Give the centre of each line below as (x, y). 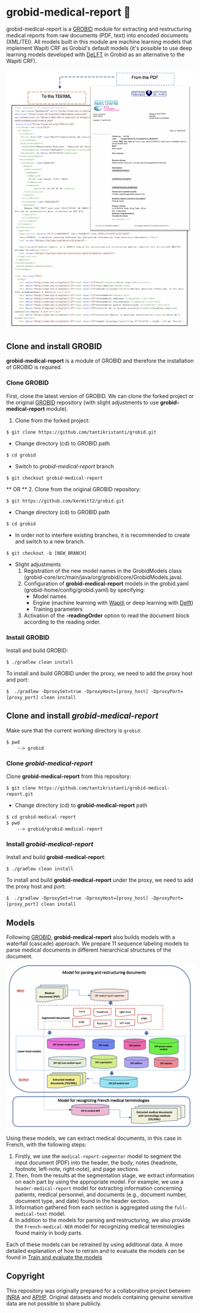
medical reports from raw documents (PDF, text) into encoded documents (97, 35)
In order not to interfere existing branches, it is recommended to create (102, 535)
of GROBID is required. (34, 367)
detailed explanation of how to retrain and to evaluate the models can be (96, 1250)
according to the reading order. (62, 622)
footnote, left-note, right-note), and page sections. (77, 1169)
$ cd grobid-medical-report (41, 817)
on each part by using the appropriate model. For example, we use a (99, 1181)
